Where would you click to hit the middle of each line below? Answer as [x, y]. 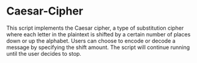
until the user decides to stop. [44, 53]
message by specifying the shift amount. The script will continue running [98, 47]
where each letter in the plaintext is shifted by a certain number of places [98, 34]
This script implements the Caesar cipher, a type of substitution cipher [95, 28]
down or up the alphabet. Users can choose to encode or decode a [91, 41]
